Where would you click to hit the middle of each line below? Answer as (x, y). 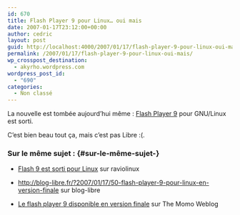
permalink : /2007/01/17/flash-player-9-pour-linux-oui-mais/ (100, 54)
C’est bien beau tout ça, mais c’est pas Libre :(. (76, 135)
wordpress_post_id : (36, 73)
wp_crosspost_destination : (47, 61)
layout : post (27, 41)
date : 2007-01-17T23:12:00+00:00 (57, 27)
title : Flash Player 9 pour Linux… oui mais (75, 21)
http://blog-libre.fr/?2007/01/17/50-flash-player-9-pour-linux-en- (113, 183)
